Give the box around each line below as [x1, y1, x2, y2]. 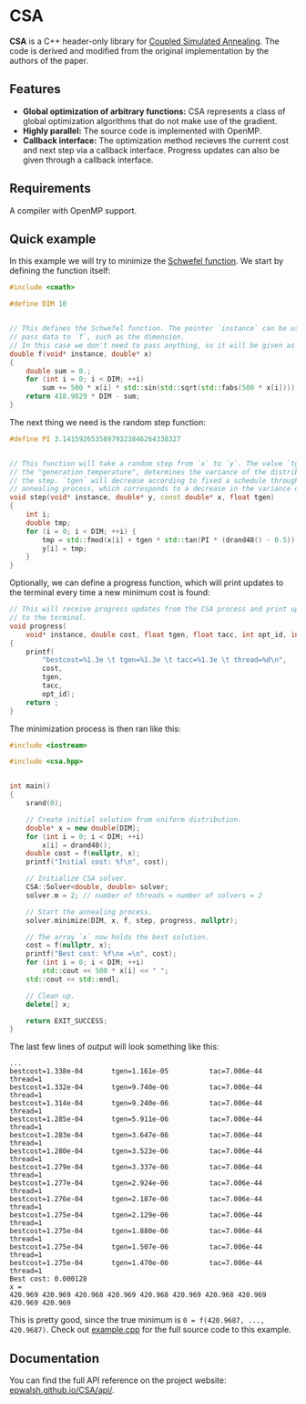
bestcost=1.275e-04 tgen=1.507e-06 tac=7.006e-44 [9, 1242, 262, 1252]
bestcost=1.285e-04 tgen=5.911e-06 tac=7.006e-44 [9, 1115, 262, 1124]
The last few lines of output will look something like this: [9, 1042, 219, 1053]
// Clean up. [25, 991, 76, 1001]
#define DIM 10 [9, 299, 67, 309]
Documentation [9, 1350, 100, 1366]
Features [9, 81, 61, 97]
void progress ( [9, 622, 67, 631]
